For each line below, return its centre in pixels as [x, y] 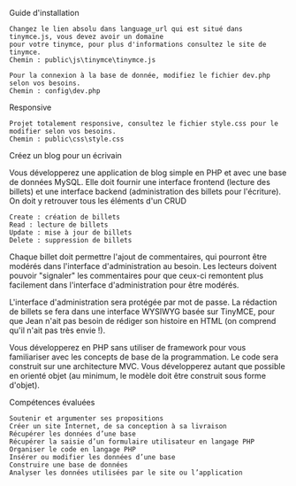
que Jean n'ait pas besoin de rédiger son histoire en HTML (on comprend [143, 321]
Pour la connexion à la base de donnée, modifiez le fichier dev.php [140, 75]
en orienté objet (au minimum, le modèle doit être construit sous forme [138, 376]
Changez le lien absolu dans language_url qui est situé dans [126, 29]
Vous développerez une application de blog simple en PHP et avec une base [148, 173]
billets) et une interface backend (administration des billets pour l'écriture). [145, 191]
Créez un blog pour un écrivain [65, 155]
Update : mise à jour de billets [71, 233]
